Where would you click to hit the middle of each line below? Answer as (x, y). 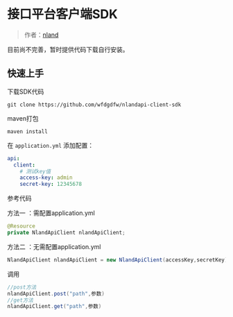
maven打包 (23, 118)
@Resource (21, 226)
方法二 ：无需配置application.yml (54, 246)
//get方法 (20, 300)
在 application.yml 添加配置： (51, 145)
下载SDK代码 (26, 92)
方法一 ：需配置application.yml (51, 213)
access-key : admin (46, 178)
